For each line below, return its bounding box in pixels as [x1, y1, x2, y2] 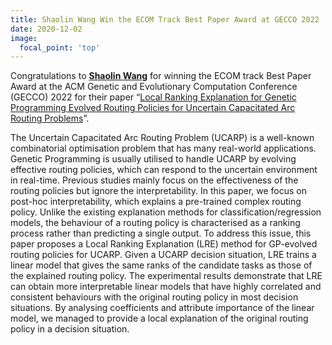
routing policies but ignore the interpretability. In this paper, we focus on [10, 185, 308, 197]
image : [10, 33, 38, 43]
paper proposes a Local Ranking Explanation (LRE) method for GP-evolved [10, 238, 318, 250]
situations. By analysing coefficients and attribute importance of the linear [10, 302, 315, 314]
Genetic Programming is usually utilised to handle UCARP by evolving [10, 153, 297, 165]
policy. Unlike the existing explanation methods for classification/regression [10, 206, 322, 218]
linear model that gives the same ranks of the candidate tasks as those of [10, 259, 313, 271]
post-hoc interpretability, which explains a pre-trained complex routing [10, 196, 302, 208]
